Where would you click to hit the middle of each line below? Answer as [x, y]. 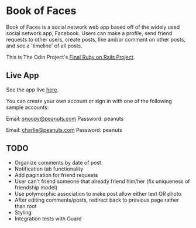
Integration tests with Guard [48, 219]
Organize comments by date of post [58, 162]
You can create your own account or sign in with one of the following [89, 101]
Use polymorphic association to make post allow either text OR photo [98, 193]
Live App [23, 75]
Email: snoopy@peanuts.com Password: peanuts [65, 118]
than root [25, 206]
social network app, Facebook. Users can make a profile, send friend [89, 33]
